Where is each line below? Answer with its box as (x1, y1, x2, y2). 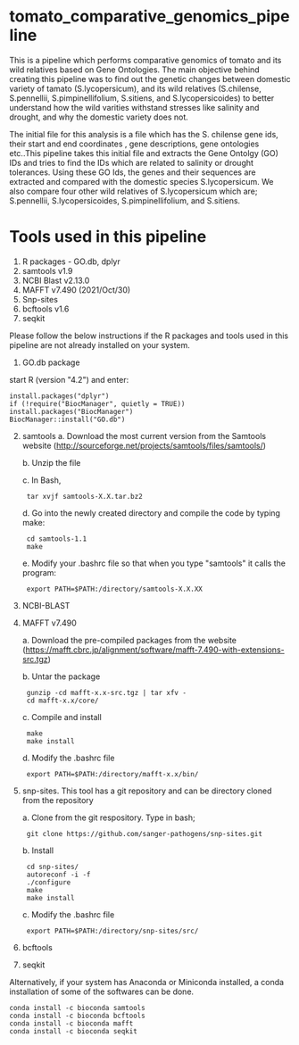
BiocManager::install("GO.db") (9, 415, 126, 424)
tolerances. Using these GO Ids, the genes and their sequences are (9, 167, 256, 178)
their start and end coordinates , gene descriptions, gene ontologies (9, 138, 260, 149)
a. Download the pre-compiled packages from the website (21, 634, 237, 645)
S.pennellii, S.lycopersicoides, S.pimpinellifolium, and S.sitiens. (9, 195, 241, 206)
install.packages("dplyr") (9, 391, 110, 401)
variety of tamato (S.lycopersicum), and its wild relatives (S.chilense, (9, 83, 262, 94)
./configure (26, 877, 71, 887)
